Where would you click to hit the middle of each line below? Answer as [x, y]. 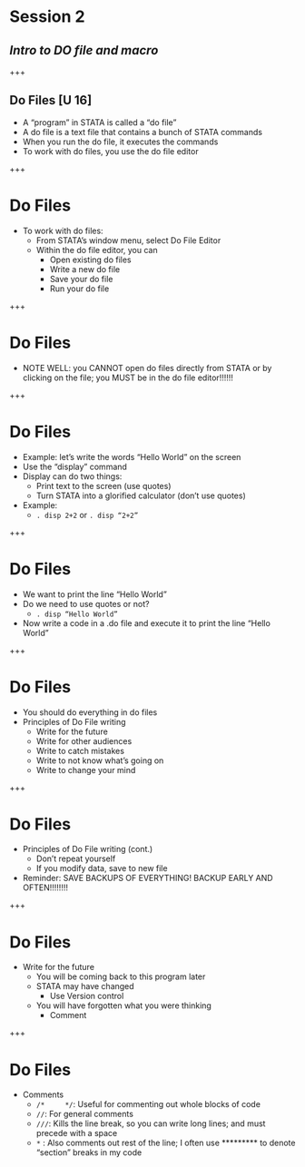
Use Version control [87, 996]
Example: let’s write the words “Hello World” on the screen [132, 456]
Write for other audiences [84, 740]
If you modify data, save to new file [102, 868]
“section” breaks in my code [89, 1152]
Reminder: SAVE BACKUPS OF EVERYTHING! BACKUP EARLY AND [148, 878]
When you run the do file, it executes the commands [120, 142]
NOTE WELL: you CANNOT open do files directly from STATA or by [147, 368]
